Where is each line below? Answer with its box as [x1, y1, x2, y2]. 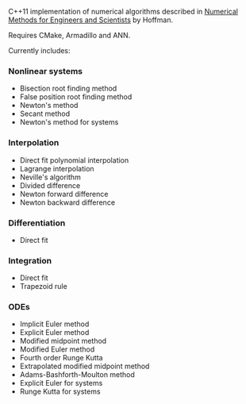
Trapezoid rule [19, 282, 67, 291]
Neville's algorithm [19, 172, 81, 182]
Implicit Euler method [19, 319, 90, 329]
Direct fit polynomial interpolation [19, 155, 129, 165]
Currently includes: [8, 46, 71, 55]
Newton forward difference [19, 189, 109, 198]
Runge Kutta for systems [19, 387, 101, 396]
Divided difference [19, 180, 81, 190]
